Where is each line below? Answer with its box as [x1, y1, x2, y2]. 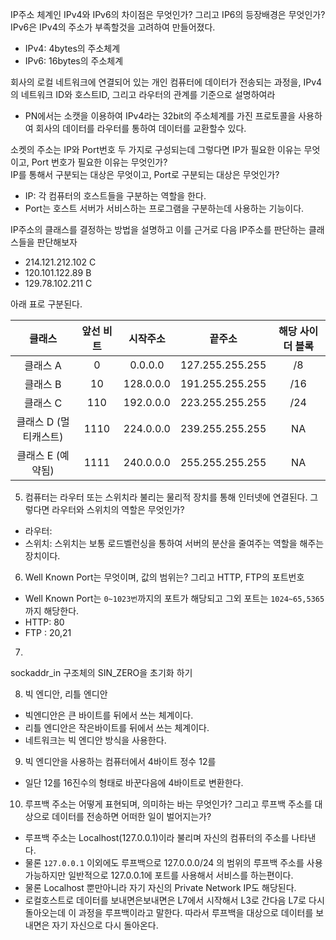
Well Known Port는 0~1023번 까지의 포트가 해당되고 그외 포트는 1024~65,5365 [24, 593, 325, 604]
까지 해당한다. [24, 605, 80, 617]
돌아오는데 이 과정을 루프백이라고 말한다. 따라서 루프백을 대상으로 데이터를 [24, 907, 314, 918]
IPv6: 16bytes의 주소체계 [24, 55, 124, 67]
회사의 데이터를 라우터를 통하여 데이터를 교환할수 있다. [35, 123, 247, 134]
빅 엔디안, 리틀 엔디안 [24, 688, 108, 700]
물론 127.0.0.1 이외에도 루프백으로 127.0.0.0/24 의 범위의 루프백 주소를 [24, 857, 305, 868]
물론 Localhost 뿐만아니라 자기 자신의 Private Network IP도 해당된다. [24, 882, 297, 893]
